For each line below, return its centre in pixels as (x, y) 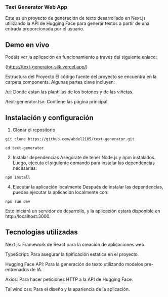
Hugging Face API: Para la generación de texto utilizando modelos (74, 264)
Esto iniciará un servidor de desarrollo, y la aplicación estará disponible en (83, 211)
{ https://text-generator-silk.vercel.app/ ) (47, 67)
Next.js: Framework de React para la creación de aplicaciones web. (75, 244)
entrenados (17, 269)
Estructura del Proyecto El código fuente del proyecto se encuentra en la (81, 77)
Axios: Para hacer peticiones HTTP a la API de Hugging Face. (69, 279)
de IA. (36, 269)
